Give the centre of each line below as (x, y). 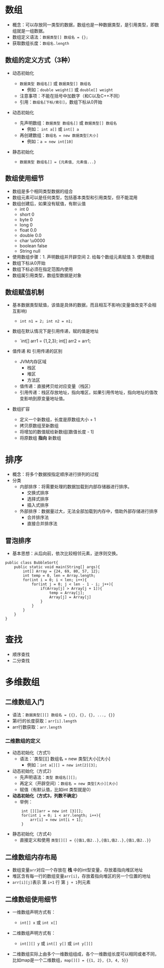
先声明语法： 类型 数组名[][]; (48, 777)
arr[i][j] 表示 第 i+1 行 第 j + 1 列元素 (51, 882)
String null (30, 251)
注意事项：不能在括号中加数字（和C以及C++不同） (71, 96)
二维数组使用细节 (31, 899)
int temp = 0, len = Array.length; (59, 576)
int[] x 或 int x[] (38, 922)
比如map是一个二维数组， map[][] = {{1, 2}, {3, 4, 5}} (70, 960)
